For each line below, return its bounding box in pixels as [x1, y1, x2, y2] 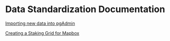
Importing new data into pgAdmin [5, 20, 75, 26]
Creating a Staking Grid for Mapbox [5, 30, 80, 36]
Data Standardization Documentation [5, 4, 165, 15]
